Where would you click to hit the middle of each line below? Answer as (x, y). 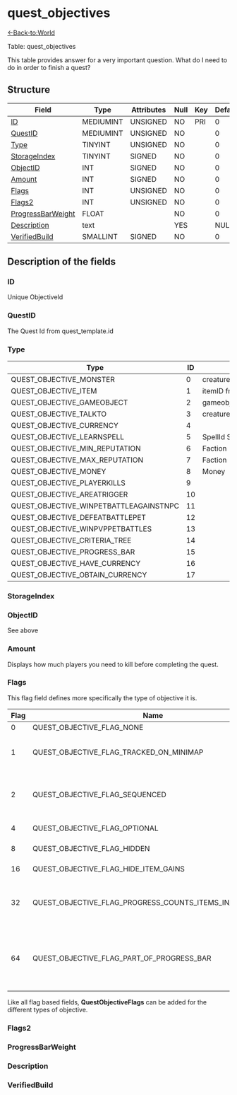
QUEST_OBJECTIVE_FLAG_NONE (88, 727)
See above (23, 630)
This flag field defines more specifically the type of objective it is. (102, 697)
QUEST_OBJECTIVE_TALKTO (59, 414)
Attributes (149, 110)
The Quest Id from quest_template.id (61, 331)
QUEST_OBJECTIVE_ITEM (54, 391)
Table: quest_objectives (42, 46)
